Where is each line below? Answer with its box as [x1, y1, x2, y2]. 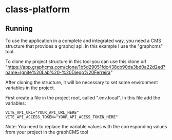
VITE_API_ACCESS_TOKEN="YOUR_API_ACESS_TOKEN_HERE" [5, 114, 118, 119]
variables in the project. [5, 85, 55, 91]
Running [5, 24, 33, 33]
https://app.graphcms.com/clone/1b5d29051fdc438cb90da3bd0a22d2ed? [7, 64, 166, 70]
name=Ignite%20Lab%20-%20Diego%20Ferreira [5, 69, 111, 75]
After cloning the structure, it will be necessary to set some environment [5, 79, 158, 85]
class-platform [5, 4, 70, 15]
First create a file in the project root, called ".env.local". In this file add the [5, 95, 160, 101]
